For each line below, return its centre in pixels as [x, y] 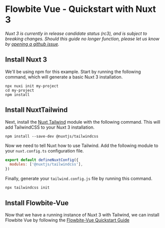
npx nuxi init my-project [32, 86]
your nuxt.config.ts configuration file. [45, 151]
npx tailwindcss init [27, 188]
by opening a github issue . [32, 44]
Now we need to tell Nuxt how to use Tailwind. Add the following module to [82, 146]
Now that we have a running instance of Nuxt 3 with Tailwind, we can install [82, 215]
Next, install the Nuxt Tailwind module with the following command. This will [83, 122]
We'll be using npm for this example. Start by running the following [73, 72]
